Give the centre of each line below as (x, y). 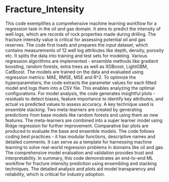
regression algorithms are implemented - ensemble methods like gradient (82, 61)
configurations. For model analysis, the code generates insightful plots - (80, 93)
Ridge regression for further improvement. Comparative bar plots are (77, 126)
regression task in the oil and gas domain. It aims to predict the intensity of (83, 28)
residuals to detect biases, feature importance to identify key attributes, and (84, 99)
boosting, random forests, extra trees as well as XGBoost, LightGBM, (77, 66)
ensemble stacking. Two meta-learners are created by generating (74, 110)
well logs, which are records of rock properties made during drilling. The (81, 34)
